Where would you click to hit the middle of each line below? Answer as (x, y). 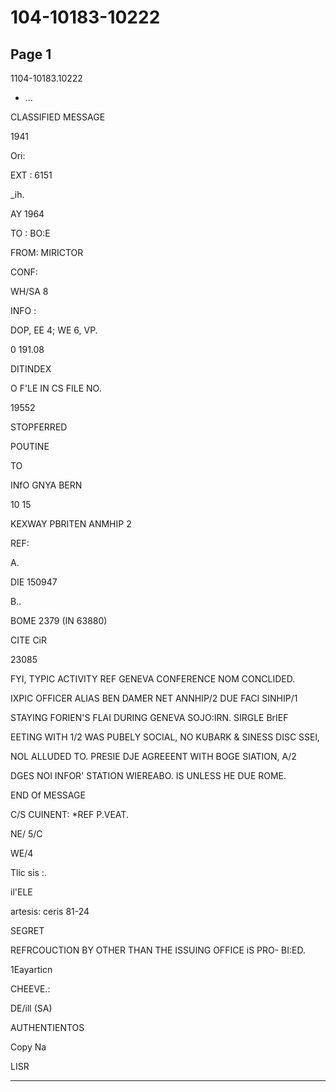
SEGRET (27, 930)
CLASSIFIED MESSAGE (58, 117)
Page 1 (31, 54)
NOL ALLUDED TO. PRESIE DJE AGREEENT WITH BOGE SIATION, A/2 (153, 756)
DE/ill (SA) (31, 1008)
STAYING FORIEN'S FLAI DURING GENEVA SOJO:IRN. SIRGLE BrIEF (149, 717)
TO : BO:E (30, 233)
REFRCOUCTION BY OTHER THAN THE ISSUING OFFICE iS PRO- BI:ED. (158, 950)
